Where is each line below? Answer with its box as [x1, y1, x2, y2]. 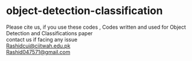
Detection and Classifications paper [6, 29, 93, 36]
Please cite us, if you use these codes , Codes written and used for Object [6, 23, 187, 30]
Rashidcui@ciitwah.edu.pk [6, 42, 71, 49]
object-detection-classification [6, 4, 163, 18]
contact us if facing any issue [6, 36, 78, 43]
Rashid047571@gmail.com [6, 48, 71, 55]
